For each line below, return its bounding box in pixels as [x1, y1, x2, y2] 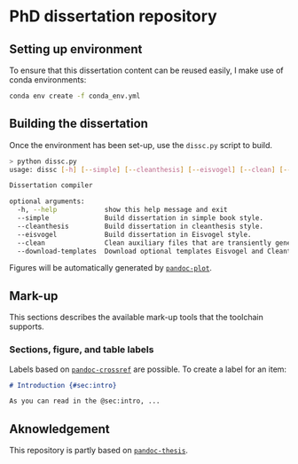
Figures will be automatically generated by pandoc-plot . [9, 263, 213, 273]
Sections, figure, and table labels [9, 343, 154, 356]
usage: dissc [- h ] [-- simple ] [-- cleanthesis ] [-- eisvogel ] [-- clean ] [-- [9, 165, 292, 174]
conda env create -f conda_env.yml [9, 91, 141, 100]
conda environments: [9, 75, 87, 85]
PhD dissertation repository [9, 6, 217, 27]
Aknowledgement [9, 421, 111, 436]
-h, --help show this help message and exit [17, 206, 228, 215]
